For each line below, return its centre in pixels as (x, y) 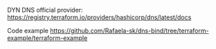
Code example (28, 31)
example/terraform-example (47, 38)
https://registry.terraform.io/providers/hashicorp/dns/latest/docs (99, 17)
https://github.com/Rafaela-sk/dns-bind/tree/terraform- (129, 31)
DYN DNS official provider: (45, 10)
